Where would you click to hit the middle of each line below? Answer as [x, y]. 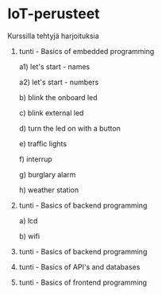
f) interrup [35, 159]
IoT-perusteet [54, 14]
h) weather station [49, 190]
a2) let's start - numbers [59, 82]
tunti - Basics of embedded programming [87, 51]
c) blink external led [51, 113]
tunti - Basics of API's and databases [79, 266]
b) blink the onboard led [58, 97]
